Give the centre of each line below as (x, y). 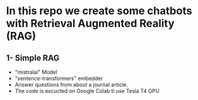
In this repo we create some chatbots (99, 11)
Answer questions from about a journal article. (71, 85)
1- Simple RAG (33, 58)
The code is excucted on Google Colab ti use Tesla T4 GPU (87, 91)
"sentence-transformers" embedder (59, 78)
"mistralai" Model (36, 72)
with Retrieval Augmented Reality (90, 23)
